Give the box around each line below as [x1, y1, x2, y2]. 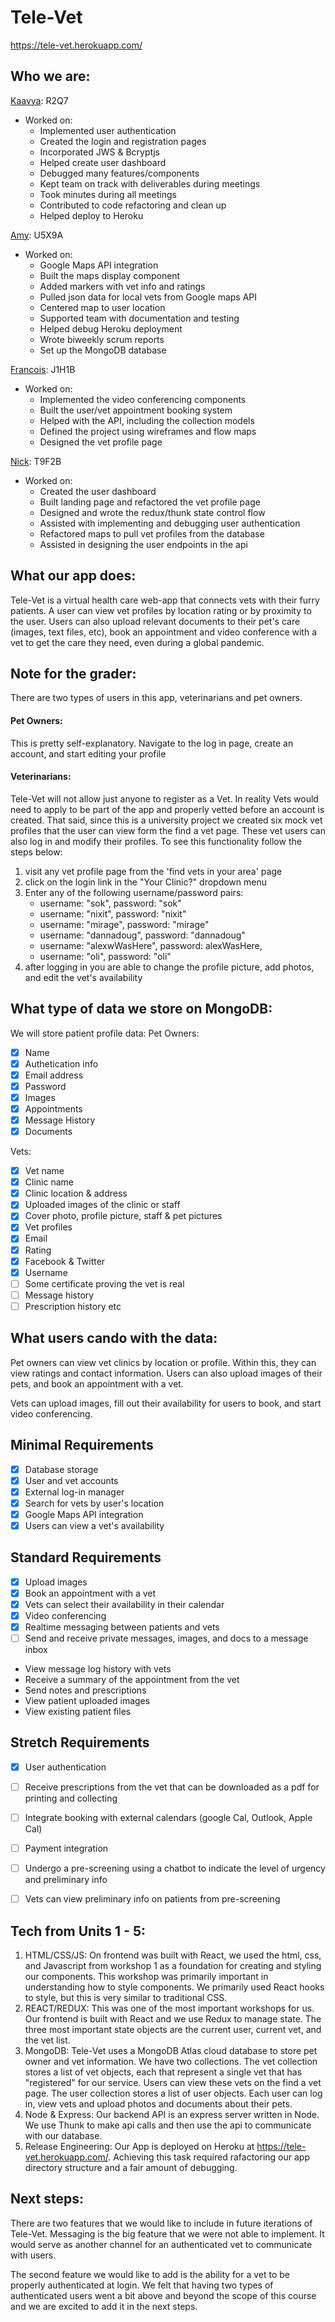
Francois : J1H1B [10, 363, 76, 375]
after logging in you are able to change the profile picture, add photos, [24, 961, 315, 973]
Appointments [24, 1102, 83, 1115]
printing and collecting [24, 1792, 118, 1805]
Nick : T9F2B [10, 455, 62, 467]
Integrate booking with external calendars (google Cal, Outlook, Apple [24, 1812, 313, 1824]
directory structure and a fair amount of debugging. [24, 2162, 238, 2174]
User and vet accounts [24, 1474, 119, 1486]
